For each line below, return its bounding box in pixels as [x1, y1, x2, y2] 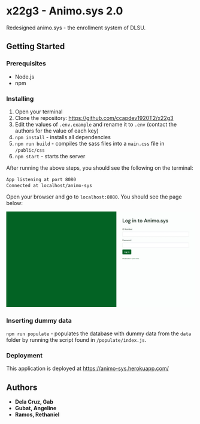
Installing [6, 94, 34, 103]
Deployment [6, 351, 43, 360]
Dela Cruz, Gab [14, 398, 54, 405]
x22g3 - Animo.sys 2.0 [6, 4, 123, 18]
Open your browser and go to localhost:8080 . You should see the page [6, 193, 182, 200]
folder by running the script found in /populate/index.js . [6, 336, 147, 344]
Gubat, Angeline [14, 405, 57, 412]
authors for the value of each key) [14, 127, 99, 134]
